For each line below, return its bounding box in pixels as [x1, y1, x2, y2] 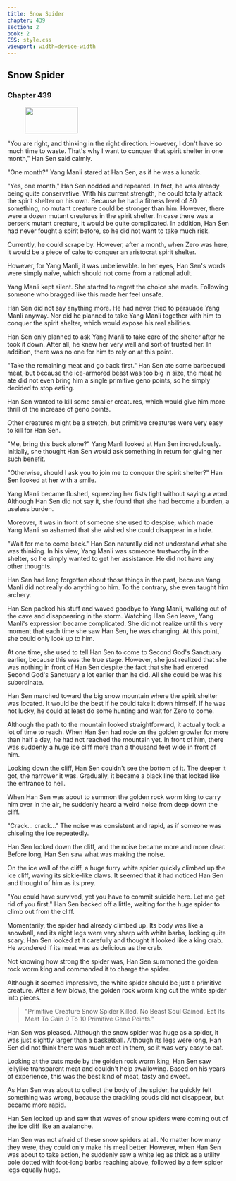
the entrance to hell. [7, 779, 66, 787]
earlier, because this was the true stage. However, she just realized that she [7, 655, 227, 664]
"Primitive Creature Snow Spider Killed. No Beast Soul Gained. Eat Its [24, 1007, 225, 1015]
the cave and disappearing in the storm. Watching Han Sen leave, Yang [7, 611, 213, 620]
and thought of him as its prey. [7, 878, 97, 887]
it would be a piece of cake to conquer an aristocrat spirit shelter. [7, 248, 197, 256]
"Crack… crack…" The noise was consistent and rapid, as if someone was [7, 821, 222, 829]
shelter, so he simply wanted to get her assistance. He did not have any [7, 554, 215, 563]
